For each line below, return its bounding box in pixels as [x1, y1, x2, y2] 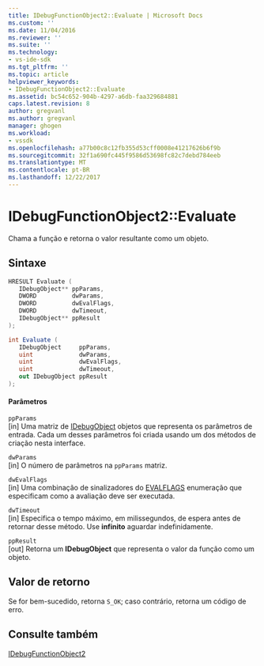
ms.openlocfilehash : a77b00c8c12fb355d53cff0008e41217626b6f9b [8, 144, 221, 152]
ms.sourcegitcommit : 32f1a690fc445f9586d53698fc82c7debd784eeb [8, 151, 221, 159]
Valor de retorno [8, 575, 91, 589]
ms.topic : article [8, 70, 69, 78]
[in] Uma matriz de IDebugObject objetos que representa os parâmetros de [8, 422, 253, 431]
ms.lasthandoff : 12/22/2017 [8, 173, 101, 182]
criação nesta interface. [8, 438, 86, 448]
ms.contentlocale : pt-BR [8, 166, 90, 174]
